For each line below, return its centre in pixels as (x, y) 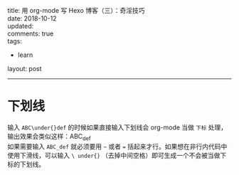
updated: (21, 26)
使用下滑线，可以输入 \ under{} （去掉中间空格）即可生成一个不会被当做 (114, 155)
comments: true (31, 33)
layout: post (25, 69)
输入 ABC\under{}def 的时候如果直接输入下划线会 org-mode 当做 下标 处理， (117, 127)
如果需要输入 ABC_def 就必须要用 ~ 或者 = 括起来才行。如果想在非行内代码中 (117, 146)
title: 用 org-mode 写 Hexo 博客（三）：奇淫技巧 (76, 10)
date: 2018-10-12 (32, 18)
